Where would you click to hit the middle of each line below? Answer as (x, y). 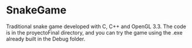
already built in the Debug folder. (46, 39)
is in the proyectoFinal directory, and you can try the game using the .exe (95, 32)
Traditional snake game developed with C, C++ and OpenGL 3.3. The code (96, 26)
